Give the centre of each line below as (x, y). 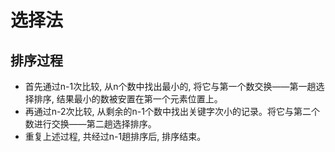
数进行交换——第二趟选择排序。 (90, 124)
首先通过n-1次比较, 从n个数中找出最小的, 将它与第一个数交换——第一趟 (170, 86)
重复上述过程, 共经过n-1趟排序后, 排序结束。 (115, 136)
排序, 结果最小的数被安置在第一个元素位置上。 (128, 99)
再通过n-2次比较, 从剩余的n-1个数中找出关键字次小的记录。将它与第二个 (172, 111)
